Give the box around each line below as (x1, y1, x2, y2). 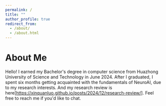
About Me (5, 52, 47, 63)
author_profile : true (5, 16, 50, 21)
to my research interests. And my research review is (5, 84, 112, 90)
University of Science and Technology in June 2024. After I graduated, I (5, 73, 153, 80)
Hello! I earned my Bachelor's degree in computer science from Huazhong (5, 68, 158, 74)
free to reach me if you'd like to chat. (5, 95, 81, 101)
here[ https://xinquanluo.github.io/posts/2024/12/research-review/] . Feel (5, 89, 154, 95)
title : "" (5, 12, 26, 17)
